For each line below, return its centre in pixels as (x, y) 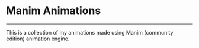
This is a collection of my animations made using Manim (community (90, 32)
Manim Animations (54, 11)
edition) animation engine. (38, 39)
